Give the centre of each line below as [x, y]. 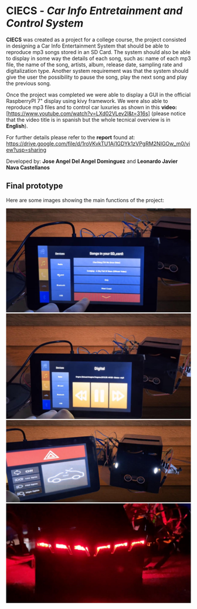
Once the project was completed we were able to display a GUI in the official [98, 95]
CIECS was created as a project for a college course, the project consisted [96, 39]
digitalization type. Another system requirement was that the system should [97, 71]
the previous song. [29, 83]
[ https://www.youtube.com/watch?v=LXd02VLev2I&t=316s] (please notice [96, 113]
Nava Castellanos [28, 167]
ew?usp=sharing [26, 150]
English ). [17, 126]
